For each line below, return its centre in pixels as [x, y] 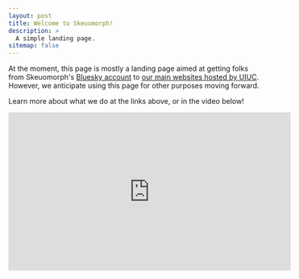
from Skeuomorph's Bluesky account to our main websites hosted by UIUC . [134, 77]
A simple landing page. [55, 38]
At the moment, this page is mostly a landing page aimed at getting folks [128, 68]
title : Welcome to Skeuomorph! [61, 23]
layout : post [30, 16]
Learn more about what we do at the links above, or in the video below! [126, 101]
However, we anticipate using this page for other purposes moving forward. [134, 86]
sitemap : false [34, 46]
